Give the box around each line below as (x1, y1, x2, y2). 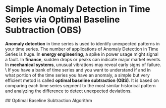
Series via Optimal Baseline (5, 14, 120, 25)
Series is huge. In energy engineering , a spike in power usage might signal (5, 51, 159, 57)
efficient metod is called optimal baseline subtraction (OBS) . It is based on (5, 77, 159, 83)
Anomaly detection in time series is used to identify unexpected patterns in (5, 40, 160, 46)
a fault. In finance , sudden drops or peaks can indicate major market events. (5, 56, 162, 62)
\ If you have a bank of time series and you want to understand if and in (5, 67, 151, 72)
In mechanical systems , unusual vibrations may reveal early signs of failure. (5, 62, 162, 68)
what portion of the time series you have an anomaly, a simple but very (5, 72, 150, 78)
